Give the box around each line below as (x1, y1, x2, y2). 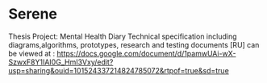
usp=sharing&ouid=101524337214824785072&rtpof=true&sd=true (8, 65, 230, 75)
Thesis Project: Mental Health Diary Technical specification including (8, 31, 237, 41)
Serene (8, 5, 58, 23)
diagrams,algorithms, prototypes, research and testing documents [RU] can (8, 39, 260, 49)
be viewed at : (8, 48, 56, 58)
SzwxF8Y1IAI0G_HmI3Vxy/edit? (8, 57, 114, 67)
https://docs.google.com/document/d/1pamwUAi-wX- (56, 48, 236, 58)
